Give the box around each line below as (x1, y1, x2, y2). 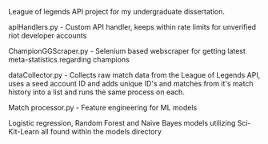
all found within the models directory (41, 127, 162, 136)
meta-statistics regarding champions (8, 55, 130, 64)
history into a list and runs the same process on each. (8, 87, 186, 97)
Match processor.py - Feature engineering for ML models (8, 103, 198, 112)
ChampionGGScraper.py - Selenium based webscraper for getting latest (8, 46, 246, 55)
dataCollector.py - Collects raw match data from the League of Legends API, (8, 70, 261, 79)
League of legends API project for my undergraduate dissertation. (8, 7, 226, 16)
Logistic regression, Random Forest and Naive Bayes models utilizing (8, 118, 236, 127)
